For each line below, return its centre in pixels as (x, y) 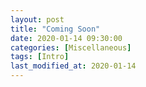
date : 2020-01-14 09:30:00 (66, 38)
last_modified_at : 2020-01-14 (73, 66)
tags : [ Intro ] (40, 57)
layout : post (37, 19)
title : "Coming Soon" (55, 29)
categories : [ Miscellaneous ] (71, 47)
